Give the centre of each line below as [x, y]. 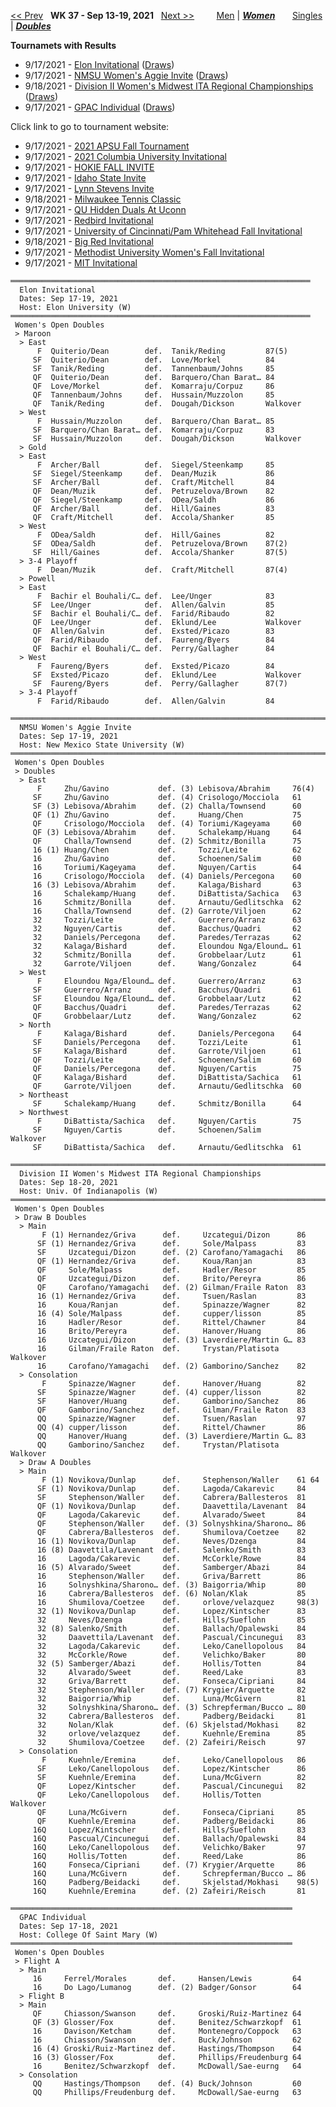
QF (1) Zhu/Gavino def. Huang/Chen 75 [167, 815]
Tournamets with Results [63, 45]
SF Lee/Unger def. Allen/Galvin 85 [153, 605]
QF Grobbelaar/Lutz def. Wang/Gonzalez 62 [167, 1016]
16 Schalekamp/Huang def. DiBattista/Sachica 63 [167, 894]
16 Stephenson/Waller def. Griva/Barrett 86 [171, 1576]
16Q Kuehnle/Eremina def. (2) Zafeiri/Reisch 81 [169, 1891]
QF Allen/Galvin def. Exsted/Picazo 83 [153, 631]
